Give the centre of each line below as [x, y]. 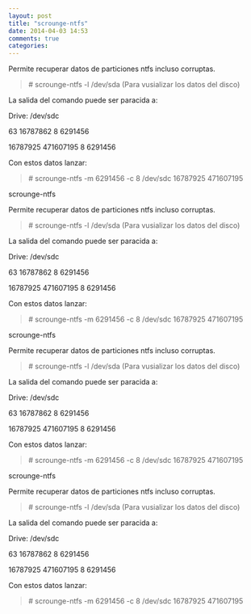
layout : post [30, 16]
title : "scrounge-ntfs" [48, 23]
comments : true [34, 38]
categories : [28, 46]
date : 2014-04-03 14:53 [48, 31]
